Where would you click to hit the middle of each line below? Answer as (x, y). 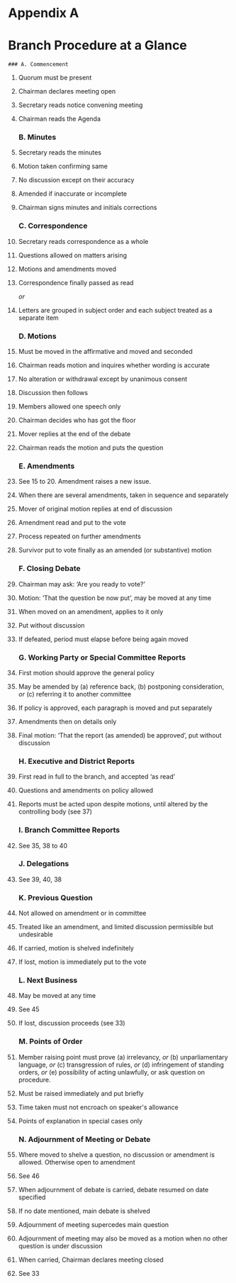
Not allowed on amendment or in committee (82, 913)
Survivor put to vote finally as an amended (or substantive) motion (115, 550)
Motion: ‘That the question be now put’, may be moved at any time (115, 598)
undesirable (36, 935)
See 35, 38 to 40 (43, 845)
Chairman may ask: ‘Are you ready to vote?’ (82, 584)
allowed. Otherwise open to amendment (77, 1162)
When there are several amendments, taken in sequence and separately (123, 495)
